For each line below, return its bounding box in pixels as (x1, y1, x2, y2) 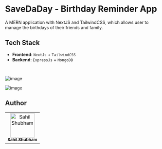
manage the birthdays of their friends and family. (5, 24, 103, 30)
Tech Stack (5, 39, 40, 47)
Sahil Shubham (7, 137, 37, 143)
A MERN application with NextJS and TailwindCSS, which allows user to (5, 19, 149, 25)
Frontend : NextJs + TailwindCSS (12, 51, 76, 57)
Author (5, 99, 27, 107)
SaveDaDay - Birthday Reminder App (5, 3, 157, 15)
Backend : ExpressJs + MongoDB (12, 57, 73, 63)
